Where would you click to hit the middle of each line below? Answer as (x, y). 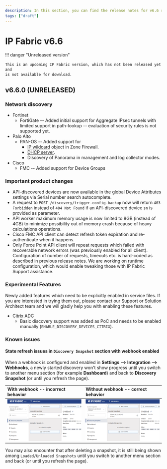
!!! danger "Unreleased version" (38, 55)
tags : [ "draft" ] (22, 16)
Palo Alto (22, 136)
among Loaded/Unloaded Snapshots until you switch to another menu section (83, 456)
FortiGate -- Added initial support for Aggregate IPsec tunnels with (88, 120)
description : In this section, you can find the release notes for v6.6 (82, 10)
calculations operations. (37, 229)
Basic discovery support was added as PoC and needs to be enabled (90, 321)
